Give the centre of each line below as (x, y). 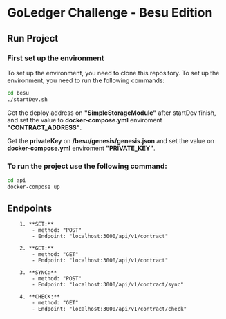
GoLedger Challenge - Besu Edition (110, 13)
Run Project (33, 38)
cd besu (18, 93)
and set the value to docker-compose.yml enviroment (85, 120)
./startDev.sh (28, 99)
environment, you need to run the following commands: (86, 80)
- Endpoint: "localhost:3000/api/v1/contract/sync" (108, 285)
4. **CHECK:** (40, 297)
